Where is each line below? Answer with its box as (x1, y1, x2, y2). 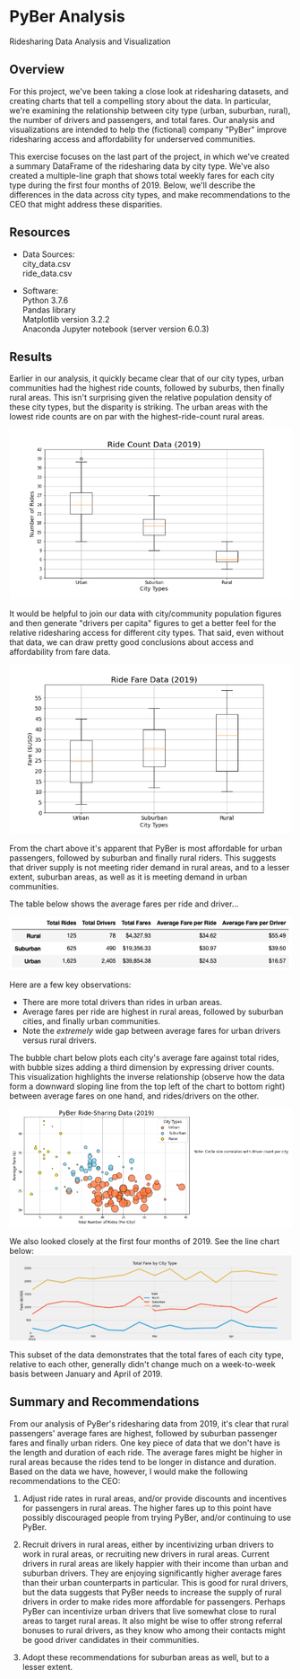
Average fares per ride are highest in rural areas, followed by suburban (21, 1006, 284, 1017)
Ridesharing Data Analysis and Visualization (9, 36, 172, 47)
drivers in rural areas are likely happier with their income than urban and (21, 1558, 288, 1569)
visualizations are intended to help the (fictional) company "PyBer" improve (9, 124, 287, 135)
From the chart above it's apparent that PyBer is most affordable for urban (9, 843, 283, 854)
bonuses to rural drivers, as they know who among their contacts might (21, 1624, 287, 1636)
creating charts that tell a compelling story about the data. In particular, (9, 95, 271, 106)
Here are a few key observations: (9, 979, 132, 990)
